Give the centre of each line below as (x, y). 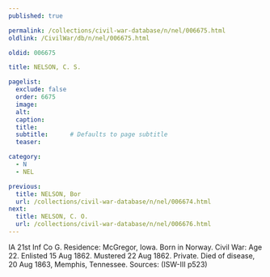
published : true (36, 16)
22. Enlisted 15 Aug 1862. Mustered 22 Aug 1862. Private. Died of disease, (132, 255)
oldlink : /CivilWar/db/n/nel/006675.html (79, 38)
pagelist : (25, 82)
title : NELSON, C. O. (52, 217)
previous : (25, 186)
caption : (30, 119)
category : (25, 157)
